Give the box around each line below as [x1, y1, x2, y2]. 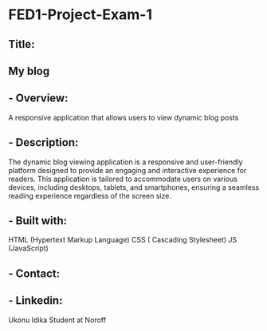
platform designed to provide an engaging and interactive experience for [8, 165, 247, 175]
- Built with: [8, 214, 68, 227]
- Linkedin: [8, 294, 63, 308]
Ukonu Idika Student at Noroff [8, 315, 106, 325]
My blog [8, 64, 50, 77]
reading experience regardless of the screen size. [8, 191, 171, 200]
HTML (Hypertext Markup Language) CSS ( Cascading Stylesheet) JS [8, 235, 238, 245]
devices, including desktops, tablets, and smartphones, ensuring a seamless [8, 182, 260, 192]
